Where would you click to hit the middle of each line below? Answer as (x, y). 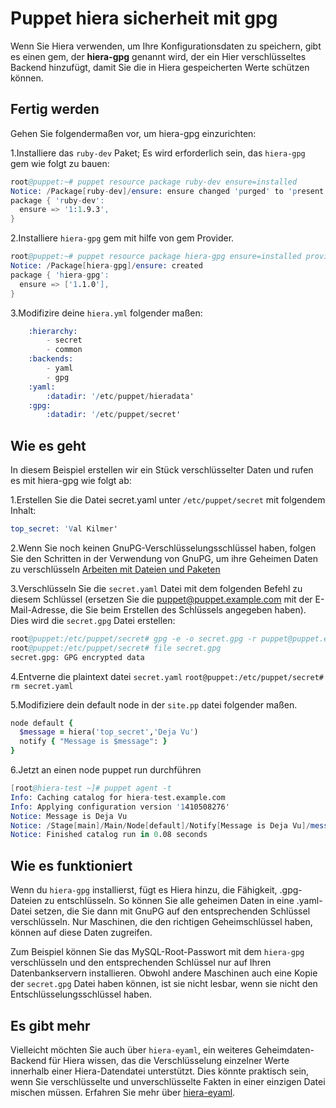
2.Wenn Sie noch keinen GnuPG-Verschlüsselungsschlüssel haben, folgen (163, 548)
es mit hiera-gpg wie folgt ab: (71, 481)
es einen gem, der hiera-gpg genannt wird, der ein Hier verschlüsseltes (158, 56)
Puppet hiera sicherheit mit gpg (144, 18)
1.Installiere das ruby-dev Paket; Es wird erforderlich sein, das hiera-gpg (158, 153)
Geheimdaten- (284, 1049)
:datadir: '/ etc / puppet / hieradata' (120, 396)
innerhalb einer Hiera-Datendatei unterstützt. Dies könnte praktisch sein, (160, 1071)
